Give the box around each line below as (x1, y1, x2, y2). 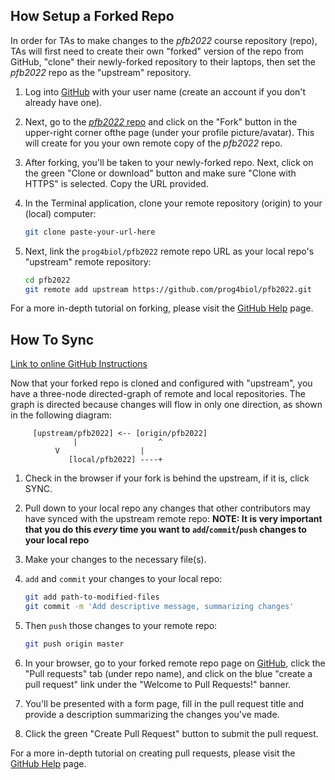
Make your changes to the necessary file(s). (24, 554, 207, 566)
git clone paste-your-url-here (24, 227, 156, 237)
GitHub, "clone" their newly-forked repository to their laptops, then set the (10, 55, 316, 68)
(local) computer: (24, 207, 97, 219)
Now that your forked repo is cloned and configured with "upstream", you (10, 377, 313, 389)
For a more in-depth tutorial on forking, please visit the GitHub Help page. (10, 302, 314, 314)
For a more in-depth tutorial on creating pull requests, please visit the (10, 747, 296, 759)
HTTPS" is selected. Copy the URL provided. (24, 177, 209, 189)
